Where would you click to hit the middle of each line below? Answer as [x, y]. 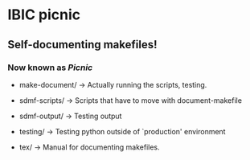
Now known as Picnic [50, 68]
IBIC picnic [44, 15]
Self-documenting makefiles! [82, 45]
